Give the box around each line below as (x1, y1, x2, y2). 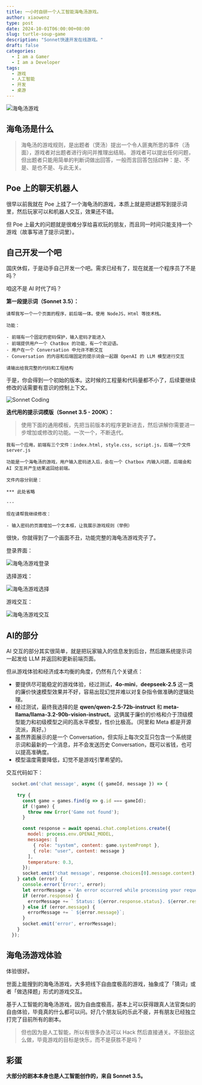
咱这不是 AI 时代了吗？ (6, 285, 62, 293)
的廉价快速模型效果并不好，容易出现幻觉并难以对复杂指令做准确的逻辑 (14, 688, 189, 695)
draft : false (6, 43, 39, 49)
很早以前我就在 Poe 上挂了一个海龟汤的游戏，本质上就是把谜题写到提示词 (6, 200, 188, 207)
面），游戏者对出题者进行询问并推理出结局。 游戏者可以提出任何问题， (20, 148, 194, 156)
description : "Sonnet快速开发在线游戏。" (6, 37, 103, 43)
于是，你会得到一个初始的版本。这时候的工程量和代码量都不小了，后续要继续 (6, 376, 196, 384)
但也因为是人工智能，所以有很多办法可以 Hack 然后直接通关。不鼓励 (20, 1028, 190, 1036)
